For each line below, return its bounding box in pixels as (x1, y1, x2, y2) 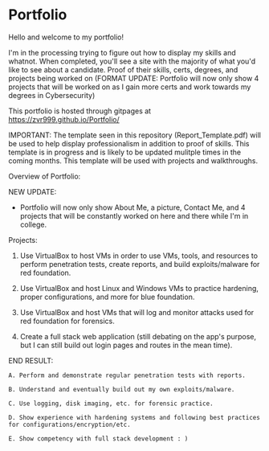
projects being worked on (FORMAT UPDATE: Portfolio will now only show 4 (8, 73, 259, 83)
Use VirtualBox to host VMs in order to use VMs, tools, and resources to (19, 251, 259, 260)
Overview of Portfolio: (8, 171, 81, 181)
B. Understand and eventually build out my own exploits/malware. (8, 385, 235, 393)
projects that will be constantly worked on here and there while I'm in (19, 211, 249, 220)
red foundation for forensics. (19, 316, 115, 326)
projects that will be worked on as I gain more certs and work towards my (8, 82, 251, 92)
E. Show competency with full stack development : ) (8, 434, 189, 443)
